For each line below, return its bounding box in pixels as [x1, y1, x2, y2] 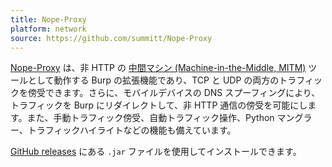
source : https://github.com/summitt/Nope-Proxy [10, 33, 213, 43]
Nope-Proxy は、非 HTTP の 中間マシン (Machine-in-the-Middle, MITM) [10, 62, 307, 74]
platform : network [10, 24, 87, 34]
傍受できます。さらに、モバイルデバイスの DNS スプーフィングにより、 [27, 87, 321, 99]
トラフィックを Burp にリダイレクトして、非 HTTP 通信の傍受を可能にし [10, 99, 308, 111]
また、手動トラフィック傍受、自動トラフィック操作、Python [26, 112, 275, 124]
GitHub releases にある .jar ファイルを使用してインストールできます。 [10, 146, 302, 158]
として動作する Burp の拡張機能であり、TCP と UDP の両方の [27, 74, 280, 86]
